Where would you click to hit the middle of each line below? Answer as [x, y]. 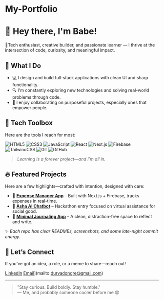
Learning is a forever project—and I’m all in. [61, 159]
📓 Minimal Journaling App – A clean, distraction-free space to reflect [82, 216]
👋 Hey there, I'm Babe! [51, 32]
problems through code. [36, 97]
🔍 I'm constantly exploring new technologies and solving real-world [81, 90]
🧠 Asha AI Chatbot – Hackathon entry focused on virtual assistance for [83, 206]
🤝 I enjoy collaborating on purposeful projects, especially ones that [79, 102]
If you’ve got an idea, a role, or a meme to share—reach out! [65, 264]
